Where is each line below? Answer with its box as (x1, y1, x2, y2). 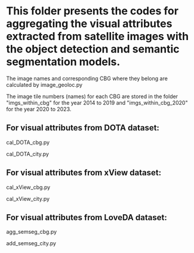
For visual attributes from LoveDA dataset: (6, 212, 167, 222)
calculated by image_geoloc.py (6, 81, 82, 88)
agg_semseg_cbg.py (6, 228, 57, 236)
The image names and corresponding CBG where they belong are (6, 75, 168, 82)
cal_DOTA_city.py (6, 150, 50, 157)
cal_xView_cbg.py (6, 184, 51, 191)
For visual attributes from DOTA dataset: (6, 123, 160, 133)
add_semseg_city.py (6, 240, 57, 247)
